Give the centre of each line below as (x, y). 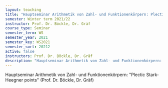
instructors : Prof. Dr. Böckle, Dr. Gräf (49, 56)
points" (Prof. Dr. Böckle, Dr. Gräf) (59, 80)
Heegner (14, 80)
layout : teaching (23, 10)
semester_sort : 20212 (28, 47)
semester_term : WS (24, 33)
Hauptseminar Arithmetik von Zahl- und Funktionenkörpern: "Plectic (75, 75)
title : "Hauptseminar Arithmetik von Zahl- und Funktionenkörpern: (77, 14)
